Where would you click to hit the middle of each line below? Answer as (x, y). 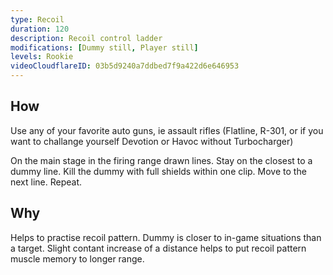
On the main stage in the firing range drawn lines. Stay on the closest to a (161, 160)
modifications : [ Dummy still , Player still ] (104, 47)
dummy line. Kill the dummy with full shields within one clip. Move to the (158, 171)
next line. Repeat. (46, 182)
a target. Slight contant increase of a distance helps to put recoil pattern (158, 248)
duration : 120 (40, 29)
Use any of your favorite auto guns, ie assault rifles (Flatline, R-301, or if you (167, 130)
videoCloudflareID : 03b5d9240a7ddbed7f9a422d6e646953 (125, 66)
